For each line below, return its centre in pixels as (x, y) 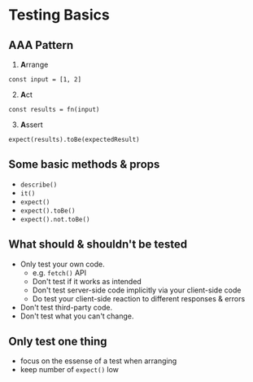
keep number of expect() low (70, 370)
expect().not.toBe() (55, 219)
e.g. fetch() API (59, 272)
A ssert (31, 125)
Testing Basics (59, 15)
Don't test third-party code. (66, 307)
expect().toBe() (48, 211)
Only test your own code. (62, 264)
